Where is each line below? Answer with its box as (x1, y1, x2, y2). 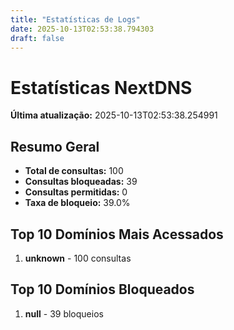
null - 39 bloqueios (24, 307, 104, 320)
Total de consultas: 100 (24, 165, 124, 177)
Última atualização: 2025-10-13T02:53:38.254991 (10, 109, 218, 121)
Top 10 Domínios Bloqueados (10, 281, 195, 298)
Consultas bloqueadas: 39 (24, 176, 138, 188)
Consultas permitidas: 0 (24, 186, 128, 198)
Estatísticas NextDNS (10, 76, 193, 99)
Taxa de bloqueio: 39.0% (24, 197, 131, 209)
